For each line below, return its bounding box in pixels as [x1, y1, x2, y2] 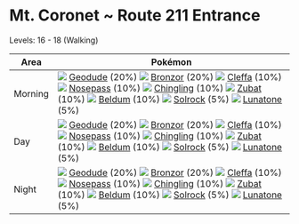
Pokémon [150, 55, 192, 68]
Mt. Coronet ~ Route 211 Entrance [9, 5, 261, 26]
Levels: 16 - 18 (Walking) [9, 35, 99, 45]
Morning [13, 87, 49, 100]
